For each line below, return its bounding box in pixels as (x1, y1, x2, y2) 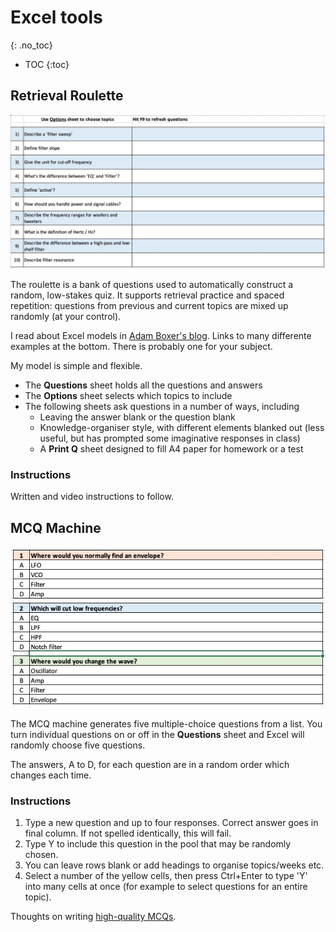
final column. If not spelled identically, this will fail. (24, 827, 232, 840)
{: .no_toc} (10, 39, 53, 51)
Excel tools (10, 6, 103, 29)
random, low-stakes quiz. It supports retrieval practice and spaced (10, 289, 285, 301)
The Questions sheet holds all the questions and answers (24, 379, 263, 391)
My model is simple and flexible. (10, 359, 143, 371)
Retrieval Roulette (10, 87, 124, 105)
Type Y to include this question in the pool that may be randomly (24, 838, 292, 850)
